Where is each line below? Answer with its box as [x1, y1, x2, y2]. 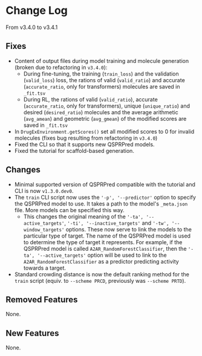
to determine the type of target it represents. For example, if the [23, 238, 183, 245]
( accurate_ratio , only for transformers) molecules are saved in [23, 83, 180, 90]
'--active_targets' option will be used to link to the [37, 251, 167, 259]
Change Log [5, 4, 68, 18]
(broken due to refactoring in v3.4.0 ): [14, 63, 108, 71]
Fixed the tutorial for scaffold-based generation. [14, 147, 134, 154]
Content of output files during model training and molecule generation [14, 57, 189, 64]
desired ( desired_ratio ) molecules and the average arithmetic [23, 108, 179, 115]
